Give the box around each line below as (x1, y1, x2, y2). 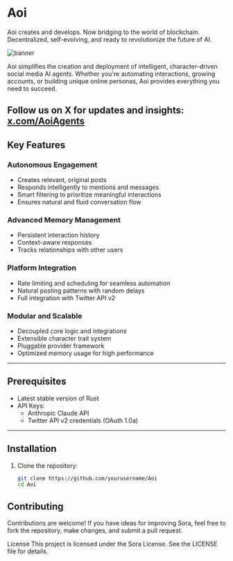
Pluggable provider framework (17, 341, 105, 350)
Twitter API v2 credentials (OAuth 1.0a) (27, 416, 139, 425)
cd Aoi (17, 481, 37, 488)
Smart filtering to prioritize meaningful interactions (17, 190, 162, 199)
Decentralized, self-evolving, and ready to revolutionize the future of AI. (7, 35, 212, 43)
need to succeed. (7, 84, 58, 92)
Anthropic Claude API (27, 409, 89, 417)
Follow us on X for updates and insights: (7, 104, 184, 116)
